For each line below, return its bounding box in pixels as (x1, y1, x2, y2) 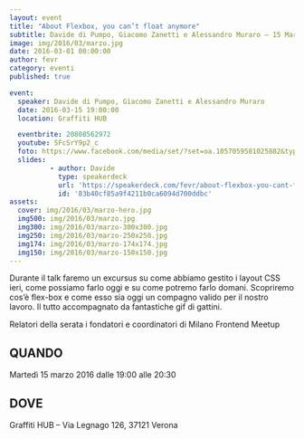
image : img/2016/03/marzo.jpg (9, 38, 124, 48)
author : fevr (9, 55, 59, 64)
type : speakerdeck (57, 172, 128, 181)
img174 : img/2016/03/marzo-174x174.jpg (17, 239, 168, 249)
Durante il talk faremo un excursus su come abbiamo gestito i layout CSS (9, 272, 280, 283)
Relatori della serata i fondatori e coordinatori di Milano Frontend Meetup (9, 319, 280, 330)
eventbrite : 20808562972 (17, 130, 111, 139)
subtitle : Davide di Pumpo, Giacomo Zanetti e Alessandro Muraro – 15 (9, 30, 281, 39)
